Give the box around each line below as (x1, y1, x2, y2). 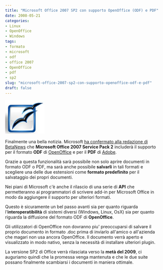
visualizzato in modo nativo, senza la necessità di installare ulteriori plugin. (5, 239, 156, 245)
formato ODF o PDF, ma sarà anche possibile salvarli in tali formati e (5, 163, 143, 169)
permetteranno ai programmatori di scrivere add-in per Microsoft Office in (5, 189, 154, 195)
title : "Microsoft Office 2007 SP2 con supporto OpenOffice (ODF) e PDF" (5, 8, 159, 13)
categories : (5, 18, 29, 23)
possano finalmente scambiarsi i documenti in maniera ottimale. (5, 259, 134, 265)
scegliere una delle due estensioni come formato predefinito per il (5, 169, 140, 175)
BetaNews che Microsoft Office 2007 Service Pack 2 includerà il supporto (5, 144, 156, 150)
